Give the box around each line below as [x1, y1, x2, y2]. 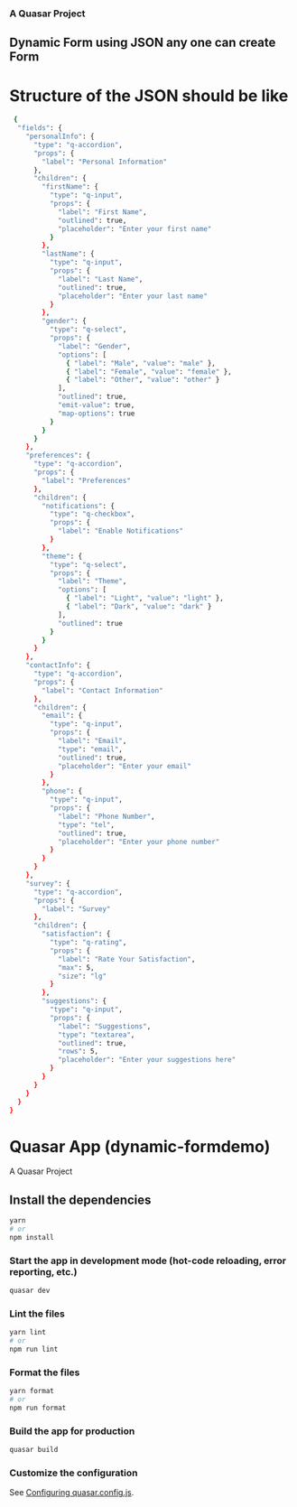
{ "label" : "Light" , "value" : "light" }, [66, 594, 224, 603]
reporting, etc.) [9, 1265, 78, 1278]
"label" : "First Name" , [57, 207, 147, 217]
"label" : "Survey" [42, 904, 111, 914]
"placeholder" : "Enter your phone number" [57, 837, 220, 846]
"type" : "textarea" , [57, 1030, 135, 1039]
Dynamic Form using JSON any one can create [9, 35, 276, 51]
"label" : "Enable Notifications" [57, 526, 183, 535]
